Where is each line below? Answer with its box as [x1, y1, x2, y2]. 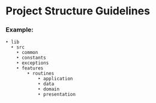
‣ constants [16, 55, 46, 61]
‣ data [37, 81, 55, 87]
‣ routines [27, 71, 55, 77]
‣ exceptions [16, 60, 49, 66]
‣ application [37, 76, 73, 82]
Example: [5, 26, 34, 34]
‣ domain [37, 86, 60, 92]
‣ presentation [37, 92, 76, 98]
